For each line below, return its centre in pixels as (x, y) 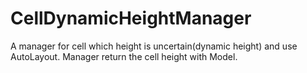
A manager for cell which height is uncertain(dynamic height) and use (154, 46)
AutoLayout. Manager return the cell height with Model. (124, 56)
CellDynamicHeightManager (131, 18)
